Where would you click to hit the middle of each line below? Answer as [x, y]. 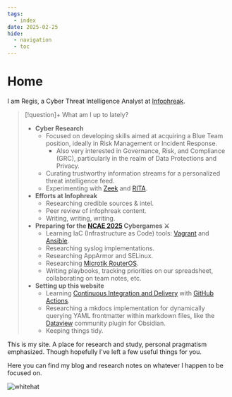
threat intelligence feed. [80, 181]
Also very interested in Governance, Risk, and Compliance [141, 151]
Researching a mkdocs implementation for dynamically [126, 308]
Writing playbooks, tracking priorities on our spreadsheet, [129, 270]
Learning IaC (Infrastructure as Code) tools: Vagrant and [127, 233]
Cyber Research [59, 128]
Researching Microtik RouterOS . [92, 263]
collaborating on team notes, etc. [93, 278]
